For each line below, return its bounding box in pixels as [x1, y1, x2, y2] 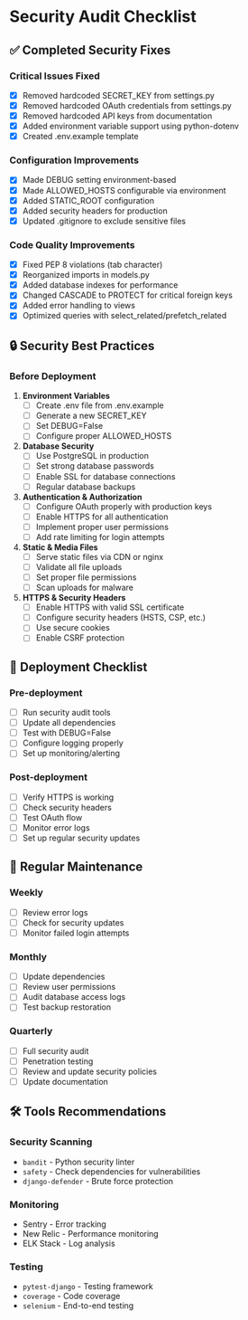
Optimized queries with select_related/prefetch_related [22, 310, 227, 321]
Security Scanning [9, 1135, 93, 1148]
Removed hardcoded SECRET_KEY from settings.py [22, 90, 215, 100]
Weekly [9, 887, 43, 899]
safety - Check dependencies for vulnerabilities [22, 1165, 201, 1177]
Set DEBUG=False [35, 421, 104, 432]
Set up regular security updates [22, 832, 141, 843]
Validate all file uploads [35, 561, 123, 572]
